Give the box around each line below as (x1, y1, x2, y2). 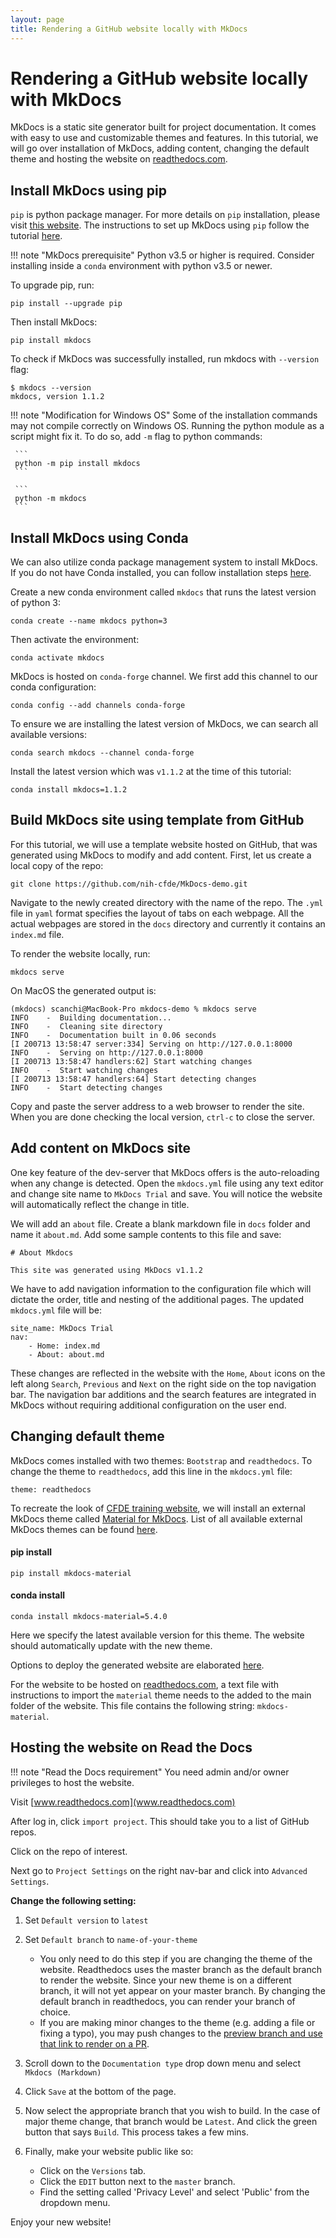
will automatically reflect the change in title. (10, 1198, 190, 1210)
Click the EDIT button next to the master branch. (39, 2175, 236, 2187)
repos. (10, 1826, 37, 1838)
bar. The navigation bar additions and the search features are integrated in (10, 1388, 317, 1400)
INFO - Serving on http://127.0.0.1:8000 (10, 1047, 203, 1058)
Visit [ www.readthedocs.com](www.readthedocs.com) (10, 1796, 236, 1808)
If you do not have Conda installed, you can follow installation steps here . (10, 567, 312, 579)
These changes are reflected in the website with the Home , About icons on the (10, 1367, 326, 1379)
